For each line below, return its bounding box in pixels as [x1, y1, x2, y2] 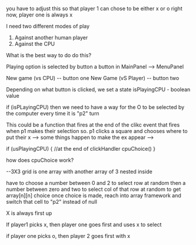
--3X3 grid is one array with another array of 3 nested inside [6, 168, 153, 175]
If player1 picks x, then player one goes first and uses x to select [6, 221, 162, 228]
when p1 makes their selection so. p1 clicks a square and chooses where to [6, 128, 188, 134]
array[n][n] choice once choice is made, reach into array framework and [6, 192, 181, 199]
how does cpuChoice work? [6, 157, 74, 164]
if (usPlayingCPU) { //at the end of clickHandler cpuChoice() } [6, 145, 156, 152]
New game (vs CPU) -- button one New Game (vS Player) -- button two [6, 75, 180, 81]
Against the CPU [14, 41, 55, 47]
